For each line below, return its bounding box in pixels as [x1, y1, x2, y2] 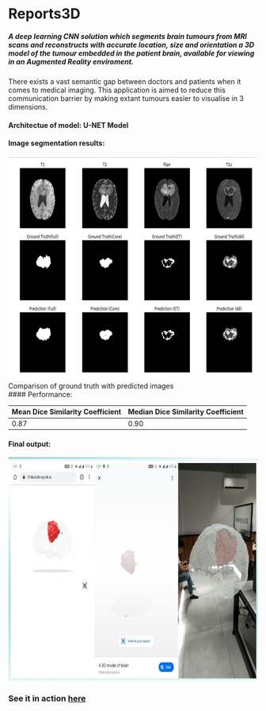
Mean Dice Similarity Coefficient [11, 407, 121, 417]
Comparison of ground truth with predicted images [8, 381, 174, 390]
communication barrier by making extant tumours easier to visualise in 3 [8, 94, 244, 103]
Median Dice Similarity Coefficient [127, 407, 244, 417]
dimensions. [8, 102, 48, 112]
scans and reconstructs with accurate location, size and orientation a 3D [8, 40, 255, 49]
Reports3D [8, 5, 81, 23]
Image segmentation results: [8, 138, 105, 148]
